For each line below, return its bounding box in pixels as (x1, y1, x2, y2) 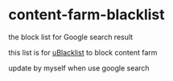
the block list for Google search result (8, 32, 134, 42)
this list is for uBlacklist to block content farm (8, 47, 158, 57)
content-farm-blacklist (8, 6, 165, 24)
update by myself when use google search (8, 63, 150, 73)
